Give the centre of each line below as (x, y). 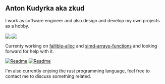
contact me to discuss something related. (48, 76)
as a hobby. (17, 26)
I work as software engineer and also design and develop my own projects (82, 20)
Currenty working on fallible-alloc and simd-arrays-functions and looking (81, 46)
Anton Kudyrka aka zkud (45, 8)
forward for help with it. (30, 51)
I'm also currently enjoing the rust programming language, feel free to (78, 71)
